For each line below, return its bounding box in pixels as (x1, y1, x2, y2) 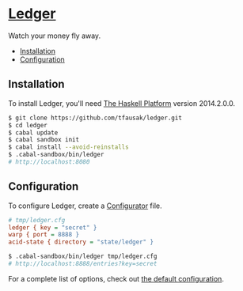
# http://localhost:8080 (8, 158, 90, 166)
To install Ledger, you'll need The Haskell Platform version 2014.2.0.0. (8, 98, 236, 108)
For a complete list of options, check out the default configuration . (8, 274, 224, 283)
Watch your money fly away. (8, 31, 101, 40)
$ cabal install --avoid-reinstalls (8, 143, 129, 151)
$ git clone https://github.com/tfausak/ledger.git (8, 114, 182, 122)
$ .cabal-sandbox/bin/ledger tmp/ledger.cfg (8, 252, 158, 261)
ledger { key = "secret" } (8, 223, 97, 232)
